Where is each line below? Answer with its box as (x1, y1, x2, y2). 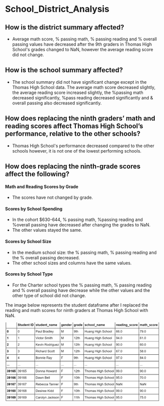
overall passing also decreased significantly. (12, 100, 102, 106)
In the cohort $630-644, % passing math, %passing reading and (12, 217, 143, 222)
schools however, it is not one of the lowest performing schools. (12, 148, 142, 154)
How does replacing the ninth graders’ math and (5, 114, 156, 123)
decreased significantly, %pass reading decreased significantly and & (12, 94, 153, 100)
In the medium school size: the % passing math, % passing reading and (12, 250, 157, 255)
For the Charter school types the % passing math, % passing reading (12, 282, 152, 288)
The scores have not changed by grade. (12, 194, 93, 200)
